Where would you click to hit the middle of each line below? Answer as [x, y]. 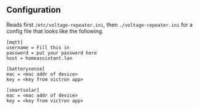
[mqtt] [15, 42]
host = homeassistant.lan [39, 58]
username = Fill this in [38, 47]
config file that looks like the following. [55, 31]
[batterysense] [26, 69]
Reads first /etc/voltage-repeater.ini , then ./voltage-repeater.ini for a [99, 24]
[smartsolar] [23, 90]
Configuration [34, 10]
